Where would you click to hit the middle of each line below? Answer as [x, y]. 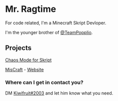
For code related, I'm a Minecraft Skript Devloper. [56, 23]
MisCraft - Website [24, 69]
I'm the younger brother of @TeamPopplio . [49, 32]
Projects [18, 48]
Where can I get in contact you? [44, 82]
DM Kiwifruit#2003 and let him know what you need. [59, 93]
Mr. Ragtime [31, 9]
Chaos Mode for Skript [28, 60]
